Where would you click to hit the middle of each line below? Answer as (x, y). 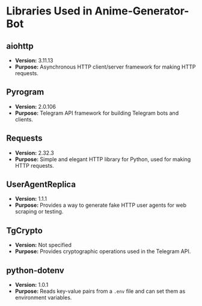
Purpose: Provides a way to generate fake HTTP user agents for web (101, 205)
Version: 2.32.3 (34, 153)
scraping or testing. (39, 212)
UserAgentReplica (41, 185)
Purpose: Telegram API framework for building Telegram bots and (97, 113)
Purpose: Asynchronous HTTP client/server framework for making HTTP (105, 67)
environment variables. (43, 298)
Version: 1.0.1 (32, 285)
